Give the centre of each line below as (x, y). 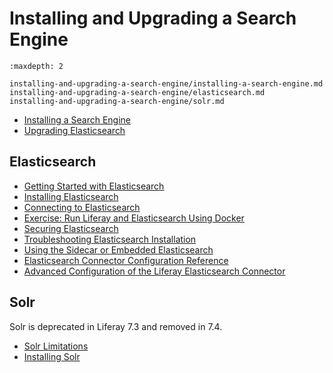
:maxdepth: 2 (36, 66)
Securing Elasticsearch (71, 228)
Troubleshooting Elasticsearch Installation (110, 239)
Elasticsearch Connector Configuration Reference (126, 260)
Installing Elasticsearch (71, 196)
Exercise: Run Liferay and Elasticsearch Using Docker (134, 218)
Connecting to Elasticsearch (82, 207)
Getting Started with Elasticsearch (94, 186)
